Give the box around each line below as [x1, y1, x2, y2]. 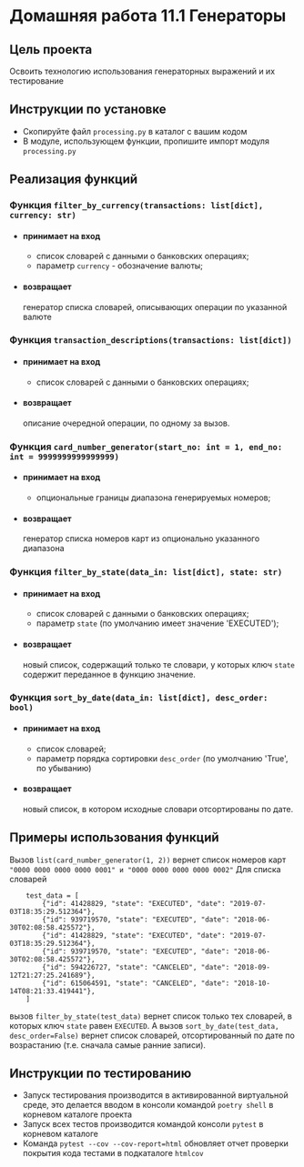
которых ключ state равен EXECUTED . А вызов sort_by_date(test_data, [9, 1020, 279, 1031]
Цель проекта [9, 42, 93, 57]
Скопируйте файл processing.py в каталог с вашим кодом [22, 126, 248, 136]
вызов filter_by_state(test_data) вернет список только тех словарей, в [9, 1011, 293, 1021]
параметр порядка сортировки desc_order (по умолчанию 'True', [35, 752, 289, 764]
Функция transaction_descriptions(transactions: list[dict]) [9, 334, 293, 347]
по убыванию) [35, 762, 92, 773]
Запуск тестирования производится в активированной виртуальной [22, 1090, 289, 1101]
